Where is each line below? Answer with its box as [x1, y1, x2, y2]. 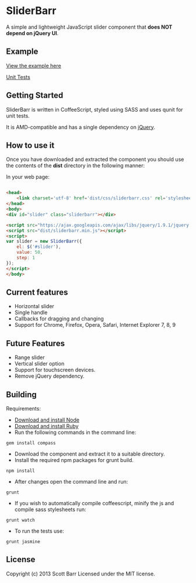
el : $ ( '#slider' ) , [16, 244, 61, 250]
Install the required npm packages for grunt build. [14, 456, 134, 463]
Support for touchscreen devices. [14, 367, 96, 374]
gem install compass [6, 440, 57, 446]
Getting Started [6, 91, 64, 101]
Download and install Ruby [14, 422, 79, 429]
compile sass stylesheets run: [14, 506, 86, 513]
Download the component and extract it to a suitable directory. [14, 450, 165, 457]
